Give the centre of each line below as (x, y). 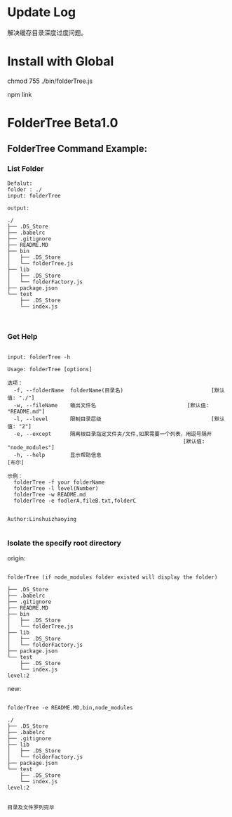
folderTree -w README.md (50, 495)
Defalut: (20, 184)
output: (19, 208)
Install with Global (61, 62)
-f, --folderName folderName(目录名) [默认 (120, 391)
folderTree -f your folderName (59, 482)
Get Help (22, 336)
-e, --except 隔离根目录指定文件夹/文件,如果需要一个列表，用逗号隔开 (113, 434)
